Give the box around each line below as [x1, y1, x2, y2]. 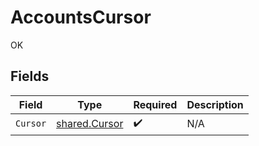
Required [133, 97, 178, 111]
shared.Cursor [56, 117, 124, 131]
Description [186, 97, 244, 111]
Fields [10, 68, 50, 85]
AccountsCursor [10, 6, 152, 29]
